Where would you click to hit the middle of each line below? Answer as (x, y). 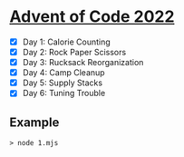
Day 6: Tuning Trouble (64, 93)
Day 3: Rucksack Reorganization (83, 63)
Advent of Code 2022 (92, 17)
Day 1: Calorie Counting (66, 42)
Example (34, 122)
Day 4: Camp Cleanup (64, 73)
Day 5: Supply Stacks (62, 83)
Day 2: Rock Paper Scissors (74, 52)
